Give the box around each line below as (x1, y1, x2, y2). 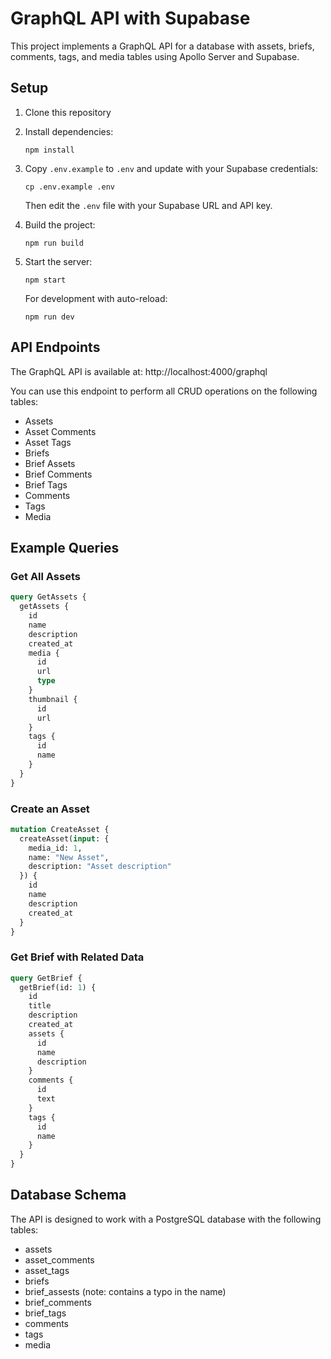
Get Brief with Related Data (10, 950, 145, 964)
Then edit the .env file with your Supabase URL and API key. (24, 199, 273, 211)
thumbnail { (28, 694, 78, 704)
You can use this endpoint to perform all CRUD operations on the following (10, 385, 318, 397)
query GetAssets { (10, 592, 87, 602)
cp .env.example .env (24, 182, 115, 192)
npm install (24, 145, 75, 155)
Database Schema (10, 1187, 127, 1204)
